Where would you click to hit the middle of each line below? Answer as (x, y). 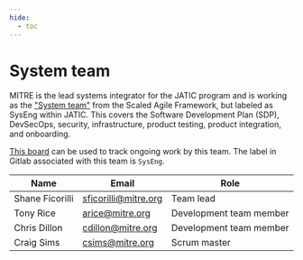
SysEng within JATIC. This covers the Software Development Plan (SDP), (144, 115)
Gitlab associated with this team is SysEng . (87, 161)
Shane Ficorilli (44, 199)
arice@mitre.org (117, 213)
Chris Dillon (38, 228)
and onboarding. (40, 134)
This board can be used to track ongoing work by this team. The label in (143, 152)
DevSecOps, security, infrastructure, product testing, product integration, (146, 125)
